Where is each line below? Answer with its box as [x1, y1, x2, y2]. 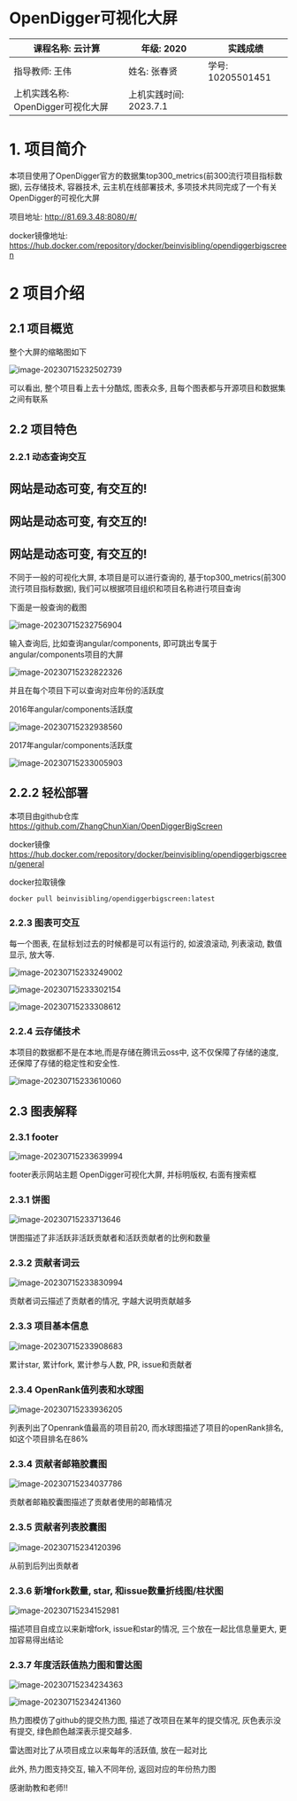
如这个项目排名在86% [9, 1433, 89, 1445]
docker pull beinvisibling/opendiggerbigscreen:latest [9, 894, 216, 903]
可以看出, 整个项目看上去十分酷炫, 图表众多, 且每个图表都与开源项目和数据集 [9, 382, 286, 393]
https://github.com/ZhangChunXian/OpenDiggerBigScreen [9, 821, 223, 831]
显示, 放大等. [9, 949, 56, 960]
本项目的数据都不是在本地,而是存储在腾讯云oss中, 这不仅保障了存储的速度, [9, 1047, 279, 1057]
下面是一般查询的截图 [9, 602, 87, 612]
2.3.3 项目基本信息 [9, 1320, 89, 1332]
